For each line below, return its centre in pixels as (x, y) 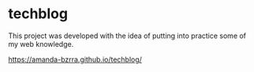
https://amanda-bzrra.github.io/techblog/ (75, 59)
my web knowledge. (41, 44)
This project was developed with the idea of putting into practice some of (127, 36)
